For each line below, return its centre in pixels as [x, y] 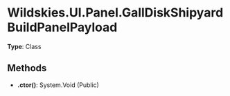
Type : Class [24, 46]
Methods [27, 68]
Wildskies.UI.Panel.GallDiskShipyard [115, 13]
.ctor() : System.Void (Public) [58, 85]
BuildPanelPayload [62, 27]
